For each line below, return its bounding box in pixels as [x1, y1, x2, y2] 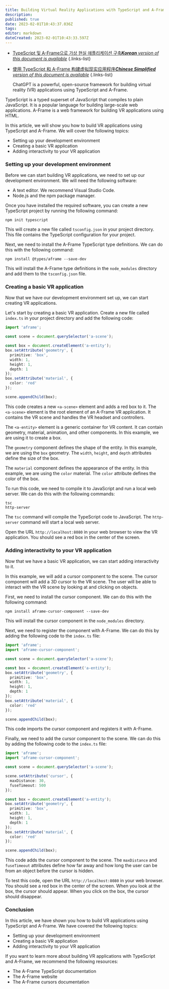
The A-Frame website [12, 973, 58, 980]
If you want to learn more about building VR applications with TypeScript [5, 953, 155, 959]
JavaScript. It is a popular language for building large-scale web [5, 102, 138, 108]
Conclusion [5, 906, 34, 913]
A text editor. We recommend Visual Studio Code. [12, 187, 116, 193]
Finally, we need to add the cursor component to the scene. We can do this [5, 736, 161, 742]
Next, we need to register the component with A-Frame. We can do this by [5, 628, 159, 634]
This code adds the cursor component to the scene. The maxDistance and [5, 857, 157, 863]
